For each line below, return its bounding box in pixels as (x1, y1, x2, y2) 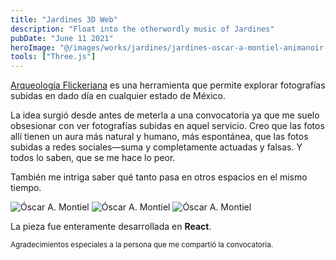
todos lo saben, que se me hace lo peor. (10, 152, 176, 164)
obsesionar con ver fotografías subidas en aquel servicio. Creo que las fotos (10, 120, 325, 132)
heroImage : (10, 42, 56, 53)
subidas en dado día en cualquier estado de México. (10, 90, 226, 102)
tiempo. (10, 182, 42, 194)
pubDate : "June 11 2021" (10, 33, 114, 43)
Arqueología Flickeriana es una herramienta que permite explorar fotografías (10, 79, 326, 91)
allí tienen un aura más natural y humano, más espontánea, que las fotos (10, 131, 309, 143)
